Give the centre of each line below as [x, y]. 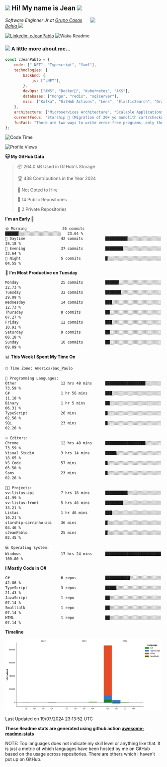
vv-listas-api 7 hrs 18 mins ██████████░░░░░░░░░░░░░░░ [83, 493]
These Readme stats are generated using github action [63, 729]
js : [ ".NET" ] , [46, 81]
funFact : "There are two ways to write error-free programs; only [84, 123]
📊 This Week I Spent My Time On [40, 357]
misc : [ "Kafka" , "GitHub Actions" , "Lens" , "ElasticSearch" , [88, 102]
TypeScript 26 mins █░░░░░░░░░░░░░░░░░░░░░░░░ [83, 413]
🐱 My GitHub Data [25, 157]
